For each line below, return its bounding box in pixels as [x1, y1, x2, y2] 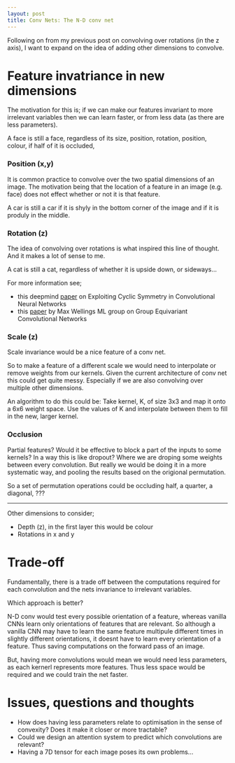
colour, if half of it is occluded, [7, 141, 95, 150]
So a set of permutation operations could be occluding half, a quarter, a [7, 481, 213, 490]
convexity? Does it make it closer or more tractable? [17, 725, 168, 734]
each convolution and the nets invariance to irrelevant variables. [7, 585, 192, 593]
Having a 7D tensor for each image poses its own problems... [17, 748, 194, 756]
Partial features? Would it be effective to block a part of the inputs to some [7, 445, 222, 454]
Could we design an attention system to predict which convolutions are [17, 732, 222, 741]
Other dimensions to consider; [7, 508, 94, 518]
